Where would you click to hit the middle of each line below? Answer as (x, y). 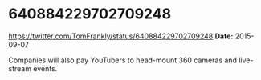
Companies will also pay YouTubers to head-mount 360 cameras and (122, 60)
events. (45, 68)
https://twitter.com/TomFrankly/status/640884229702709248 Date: (121, 36)
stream (20, 68)
